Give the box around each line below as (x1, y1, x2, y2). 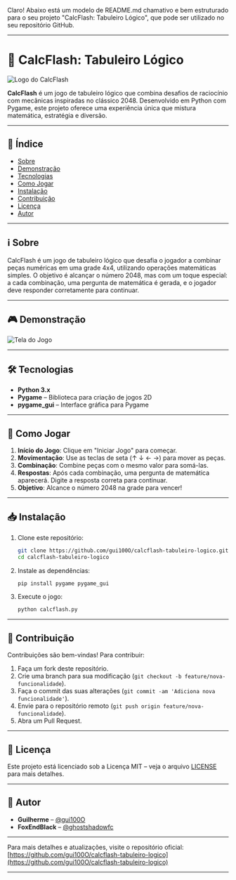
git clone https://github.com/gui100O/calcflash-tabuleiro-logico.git (17, 547, 229, 554)
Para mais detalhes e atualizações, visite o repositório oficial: (7, 843, 184, 851)
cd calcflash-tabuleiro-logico (17, 553, 110, 560)
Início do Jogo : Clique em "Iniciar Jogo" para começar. (17, 446, 178, 454)
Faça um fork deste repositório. (17, 664, 109, 673)
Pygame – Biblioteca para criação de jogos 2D (17, 393, 152, 402)
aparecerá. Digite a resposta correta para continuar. (17, 476, 168, 484)
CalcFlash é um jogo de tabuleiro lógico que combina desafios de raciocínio (7, 88, 228, 97)
